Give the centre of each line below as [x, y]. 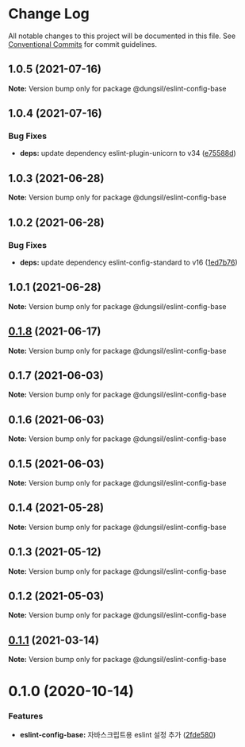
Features [26, 716]
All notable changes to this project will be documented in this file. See [122, 36]
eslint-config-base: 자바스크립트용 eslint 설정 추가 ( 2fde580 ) [118, 734]
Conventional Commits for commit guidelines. [82, 44]
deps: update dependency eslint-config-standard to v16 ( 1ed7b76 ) [128, 262]
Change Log [49, 14]
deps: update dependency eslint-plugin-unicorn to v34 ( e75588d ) [128, 153]
